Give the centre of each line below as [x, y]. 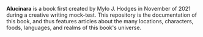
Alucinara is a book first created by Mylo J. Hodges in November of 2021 [98, 9]
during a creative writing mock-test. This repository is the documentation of [102, 15]
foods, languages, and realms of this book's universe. [74, 27]
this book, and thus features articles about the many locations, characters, [100, 21]
